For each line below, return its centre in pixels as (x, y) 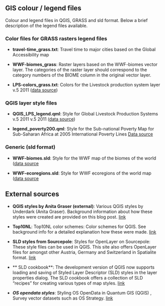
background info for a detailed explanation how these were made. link (84, 231)
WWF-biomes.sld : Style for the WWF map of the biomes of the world (84, 158)
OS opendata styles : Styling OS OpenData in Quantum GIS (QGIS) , (82, 292)
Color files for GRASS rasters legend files (56, 38)
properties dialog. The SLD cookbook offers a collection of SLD (78, 277)
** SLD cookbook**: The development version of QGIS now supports (83, 267)
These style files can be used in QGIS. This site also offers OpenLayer (84, 246)
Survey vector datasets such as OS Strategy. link (63, 298)
